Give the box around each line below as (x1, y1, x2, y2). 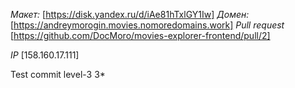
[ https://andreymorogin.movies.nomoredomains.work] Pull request (10, 19, 285, 31)
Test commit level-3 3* (10, 69, 106, 80)
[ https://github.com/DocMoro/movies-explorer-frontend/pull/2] (10, 30, 271, 41)
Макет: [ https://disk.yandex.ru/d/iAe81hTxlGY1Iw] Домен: (10, 9, 250, 20)
